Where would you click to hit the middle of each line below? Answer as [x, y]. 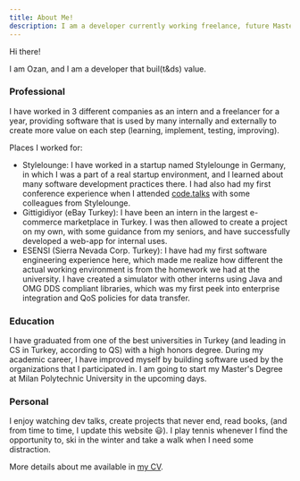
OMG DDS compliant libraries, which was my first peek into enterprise [151, 288]
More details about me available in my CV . [86, 467]
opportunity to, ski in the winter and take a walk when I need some [132, 440]
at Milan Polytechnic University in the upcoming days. [108, 379]
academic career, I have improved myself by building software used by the [146, 359]
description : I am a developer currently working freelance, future [139, 26]
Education [32, 321]
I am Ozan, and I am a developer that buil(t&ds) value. [108, 69]
